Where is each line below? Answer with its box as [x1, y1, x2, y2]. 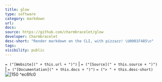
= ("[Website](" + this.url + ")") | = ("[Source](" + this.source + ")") [5, 61, 158, 67]
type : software [5, 12, 36, 16]
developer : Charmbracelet [5, 34, 58, 39]
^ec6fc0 [19, 71, 36, 77]
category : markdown [5, 16, 45, 21]
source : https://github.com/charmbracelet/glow [5, 30, 104, 34]
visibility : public [5, 48, 45, 52]
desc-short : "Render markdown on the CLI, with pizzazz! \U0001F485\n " [5, 39, 154, 44]
